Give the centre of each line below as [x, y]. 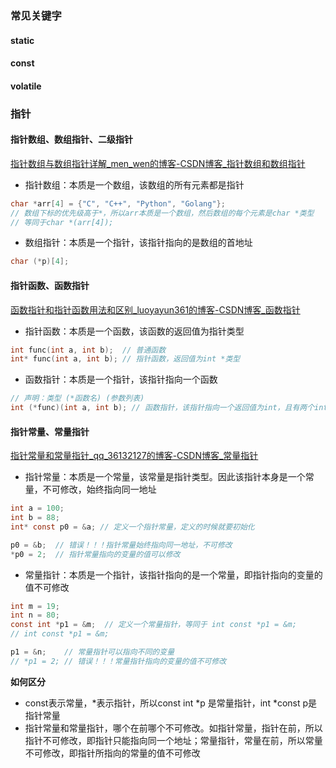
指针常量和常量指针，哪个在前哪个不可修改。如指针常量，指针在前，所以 [173, 728]
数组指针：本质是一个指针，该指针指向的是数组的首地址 [138, 243]
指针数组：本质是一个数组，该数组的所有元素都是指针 [134, 184]
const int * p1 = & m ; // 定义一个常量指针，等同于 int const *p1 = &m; [153, 625]
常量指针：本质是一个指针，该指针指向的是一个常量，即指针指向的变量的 [173, 574]
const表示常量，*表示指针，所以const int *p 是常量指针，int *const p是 [171, 703]
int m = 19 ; [35, 606]
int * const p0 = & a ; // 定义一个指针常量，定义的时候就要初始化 [132, 527]
